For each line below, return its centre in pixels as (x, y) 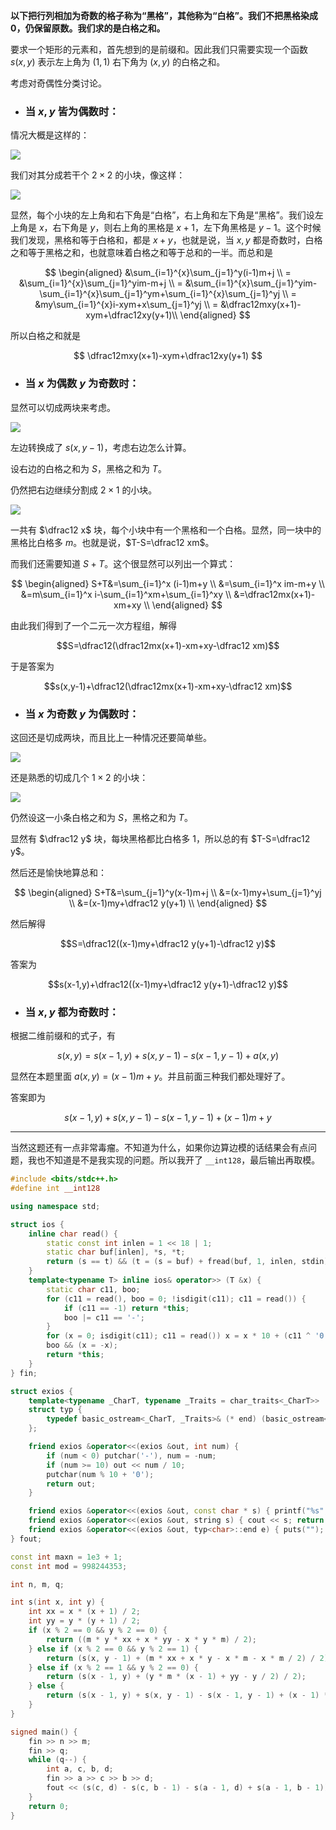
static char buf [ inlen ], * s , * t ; (116, 1252)
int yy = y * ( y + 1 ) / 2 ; (84, 1621)
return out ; (71, 1484)
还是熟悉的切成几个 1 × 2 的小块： (79, 777)
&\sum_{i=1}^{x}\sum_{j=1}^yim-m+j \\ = (100, 283)
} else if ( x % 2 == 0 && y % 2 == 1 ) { (114, 1649)
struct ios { (37, 1224)
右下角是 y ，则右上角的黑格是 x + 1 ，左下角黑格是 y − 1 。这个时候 (187, 228)
